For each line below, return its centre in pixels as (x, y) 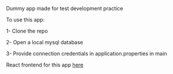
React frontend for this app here (45, 65)
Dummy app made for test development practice (65, 8)
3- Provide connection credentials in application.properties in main (86, 54)
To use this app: (26, 20)
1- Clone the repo (27, 31)
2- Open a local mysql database (45, 42)
